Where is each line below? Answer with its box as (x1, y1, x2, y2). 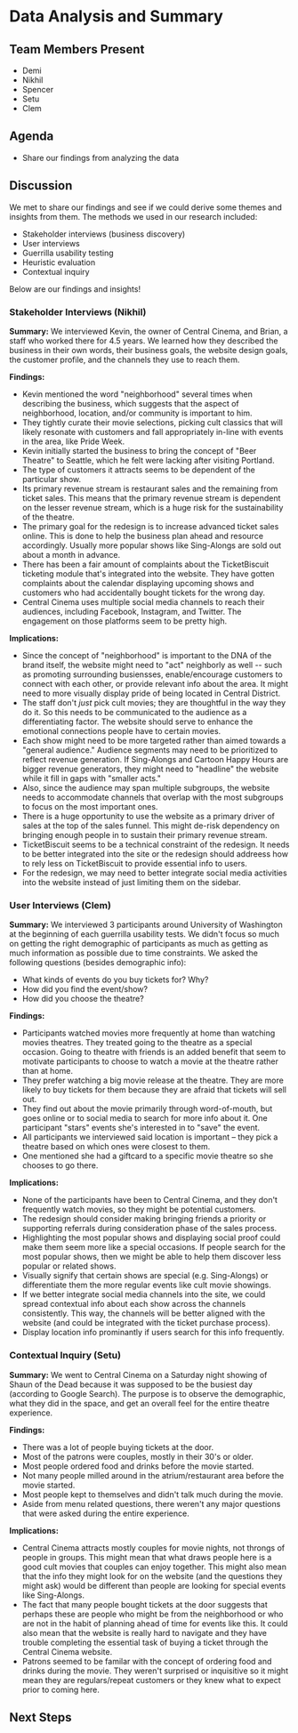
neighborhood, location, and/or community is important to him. (21, 407, 253, 418)
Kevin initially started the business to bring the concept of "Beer (21, 445, 257, 455)
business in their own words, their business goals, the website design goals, (9, 344, 288, 355)
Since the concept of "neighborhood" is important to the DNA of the (21, 649, 272, 660)
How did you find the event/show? (21, 984, 149, 995)
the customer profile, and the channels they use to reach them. (9, 354, 240, 365)
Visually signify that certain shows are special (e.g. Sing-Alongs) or (21, 1270, 269, 1281)
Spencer (21, 85, 54, 94)
